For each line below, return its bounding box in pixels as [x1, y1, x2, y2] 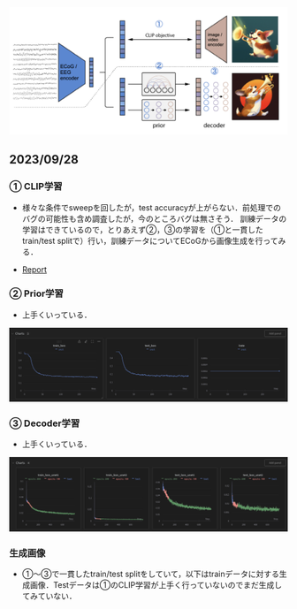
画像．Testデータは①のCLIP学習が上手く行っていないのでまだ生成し [29, 580, 283, 590]
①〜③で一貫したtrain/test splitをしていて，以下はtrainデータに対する [21, 568, 280, 580]
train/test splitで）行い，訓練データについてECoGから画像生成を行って [21, 235, 278, 246]
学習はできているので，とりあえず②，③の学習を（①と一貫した [21, 224, 263, 235]
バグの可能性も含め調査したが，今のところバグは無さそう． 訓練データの [21, 213, 287, 224]
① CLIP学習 [9, 180, 63, 193]
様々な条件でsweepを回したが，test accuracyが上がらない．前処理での [21, 202, 281, 213]
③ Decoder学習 [9, 417, 80, 430]
